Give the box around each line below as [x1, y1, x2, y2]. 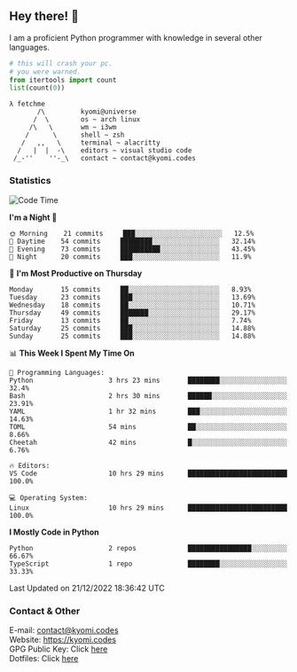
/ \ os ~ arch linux [32, 115, 141, 124]
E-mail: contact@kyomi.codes [9, 624, 119, 635]
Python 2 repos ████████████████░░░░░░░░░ [9, 543, 288, 552]
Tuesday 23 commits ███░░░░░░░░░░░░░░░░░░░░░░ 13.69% [9, 293, 255, 301]
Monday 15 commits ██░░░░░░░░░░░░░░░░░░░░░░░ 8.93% [9, 285, 252, 293]
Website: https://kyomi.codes [9, 634, 117, 645]
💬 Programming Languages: [9, 368, 105, 377]
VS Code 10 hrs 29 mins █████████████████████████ [9, 469, 288, 478]
